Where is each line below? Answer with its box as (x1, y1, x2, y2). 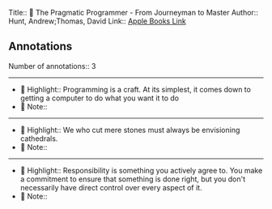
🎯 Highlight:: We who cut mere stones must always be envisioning (19, 125, 240, 134)
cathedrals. (19, 134, 58, 143)
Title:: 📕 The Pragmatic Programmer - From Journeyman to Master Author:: (8, 8, 259, 17)
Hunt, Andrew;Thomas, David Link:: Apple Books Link (8, 16, 186, 26)
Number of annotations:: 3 (8, 61, 96, 70)
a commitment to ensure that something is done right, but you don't (19, 174, 246, 184)
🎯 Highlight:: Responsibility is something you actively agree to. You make (19, 165, 263, 175)
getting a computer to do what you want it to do (19, 93, 180, 103)
